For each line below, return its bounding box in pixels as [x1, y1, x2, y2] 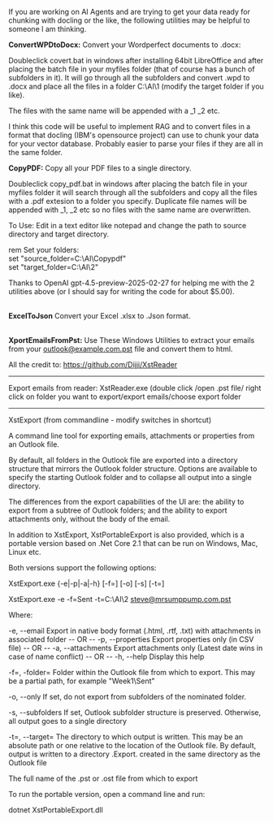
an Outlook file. [8, 440, 59, 449]
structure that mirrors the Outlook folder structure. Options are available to [8, 464, 258, 474]
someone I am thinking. [8, 24, 87, 33]
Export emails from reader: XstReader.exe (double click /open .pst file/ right [8, 383, 262, 392]
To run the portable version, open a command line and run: [8, 790, 206, 799]
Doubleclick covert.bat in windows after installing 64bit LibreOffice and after [8, 56, 264, 65]
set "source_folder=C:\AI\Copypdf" [8, 253, 127, 263]
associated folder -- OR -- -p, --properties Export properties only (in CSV [8, 635, 254, 644]
